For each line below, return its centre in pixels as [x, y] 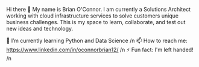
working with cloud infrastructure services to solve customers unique [93, 16]
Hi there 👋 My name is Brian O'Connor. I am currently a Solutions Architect [99, 9]
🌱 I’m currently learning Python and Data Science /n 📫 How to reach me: [97, 40]
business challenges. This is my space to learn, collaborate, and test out [96, 22]
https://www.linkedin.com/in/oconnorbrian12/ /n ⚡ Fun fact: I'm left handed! [100, 49]
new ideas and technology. [40, 28]
